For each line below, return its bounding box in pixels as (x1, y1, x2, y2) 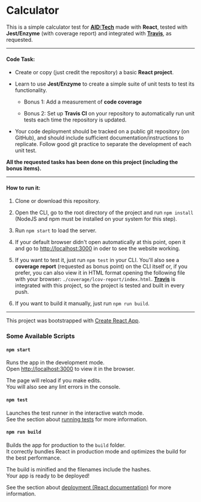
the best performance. (6, 454, 62, 461)
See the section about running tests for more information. (6, 415, 148, 422)
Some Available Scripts (6, 332, 75, 340)
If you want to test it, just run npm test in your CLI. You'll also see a (14, 257, 179, 264)
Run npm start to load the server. (14, 227, 97, 234)
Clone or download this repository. (14, 197, 100, 205)
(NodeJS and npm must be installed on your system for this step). (14, 215, 178, 223)
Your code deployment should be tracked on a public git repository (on (14, 128, 190, 135)
